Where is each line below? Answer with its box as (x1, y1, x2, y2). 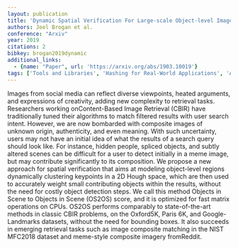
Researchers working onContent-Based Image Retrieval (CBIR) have (7, 104, 206, 113)
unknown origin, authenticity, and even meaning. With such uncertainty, (7, 127, 217, 135)
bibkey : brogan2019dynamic (7, 50, 87, 57)
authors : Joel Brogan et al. (7, 23, 93, 30)
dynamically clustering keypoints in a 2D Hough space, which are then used (7, 171, 229, 181)
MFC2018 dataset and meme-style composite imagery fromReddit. (7, 232, 202, 241)
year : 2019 (7, 37, 40, 44)
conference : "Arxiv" (7, 30, 69, 38)
